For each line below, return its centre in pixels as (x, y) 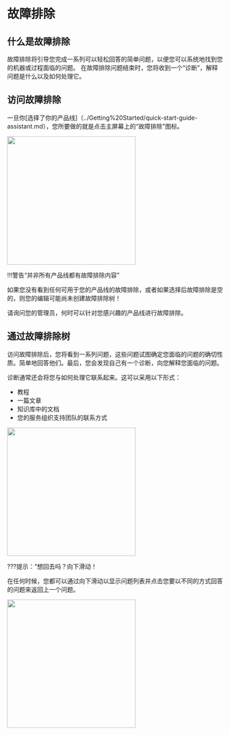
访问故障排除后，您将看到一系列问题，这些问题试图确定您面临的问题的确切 (112, 354)
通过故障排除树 (39, 336)
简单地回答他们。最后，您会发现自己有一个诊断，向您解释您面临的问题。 (121, 363)
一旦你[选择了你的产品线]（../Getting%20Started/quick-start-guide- (102, 118)
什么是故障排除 (39, 41)
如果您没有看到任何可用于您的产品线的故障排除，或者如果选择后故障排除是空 (115, 289)
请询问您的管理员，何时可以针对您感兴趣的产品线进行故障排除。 (97, 313)
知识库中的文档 (38, 409)
